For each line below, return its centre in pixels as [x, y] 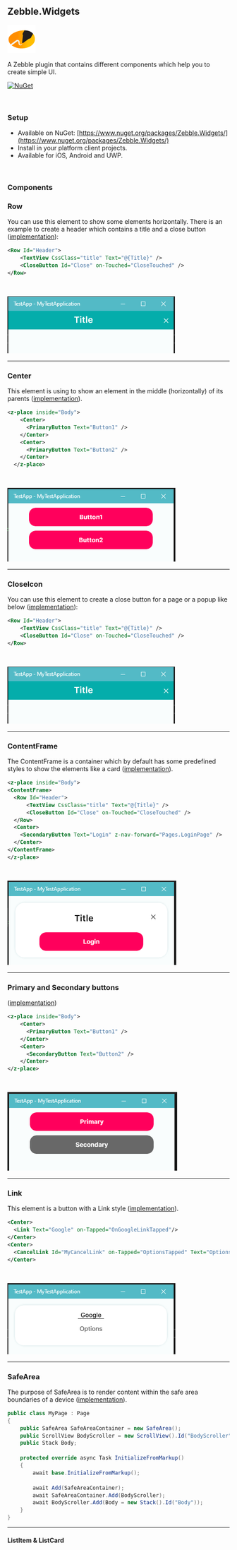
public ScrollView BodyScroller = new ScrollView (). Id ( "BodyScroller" [126, 1436]
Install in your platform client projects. [72, 148]
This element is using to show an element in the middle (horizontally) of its [115, 391]
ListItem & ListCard [36, 1540]
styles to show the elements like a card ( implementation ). [90, 769]
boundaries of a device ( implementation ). [67, 1399]
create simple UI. [32, 72]
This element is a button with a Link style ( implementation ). [93, 1209]
